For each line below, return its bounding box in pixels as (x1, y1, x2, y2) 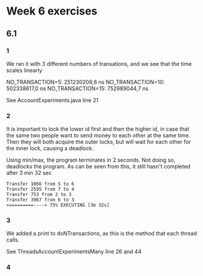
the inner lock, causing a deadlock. (6, 145, 94, 152)
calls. (6, 236, 20, 243)
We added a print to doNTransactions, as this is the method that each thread (6, 230, 197, 237)
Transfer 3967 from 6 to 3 (6, 197, 75, 203)
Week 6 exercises (6, 4, 98, 18)
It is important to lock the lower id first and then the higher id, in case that (6, 125, 190, 133)
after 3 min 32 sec (6, 169, 52, 177)
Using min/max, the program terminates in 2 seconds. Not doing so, (6, 156, 176, 164)
